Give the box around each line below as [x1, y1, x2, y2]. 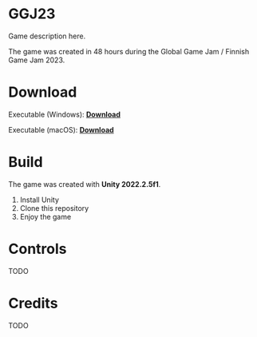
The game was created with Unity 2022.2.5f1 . [8, 179, 161, 188]
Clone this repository [19, 203, 89, 212]
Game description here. [8, 31, 86, 41]
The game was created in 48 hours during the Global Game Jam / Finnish [8, 46, 250, 56]
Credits [8, 294, 58, 312]
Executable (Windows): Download [8, 109, 121, 119]
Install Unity [19, 195, 60, 204]
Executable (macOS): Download [8, 125, 114, 134]
